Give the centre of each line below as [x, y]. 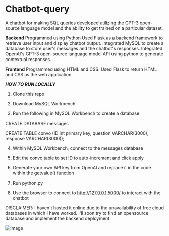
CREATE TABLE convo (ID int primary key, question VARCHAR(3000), [77, 133]
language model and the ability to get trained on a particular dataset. [92, 28]
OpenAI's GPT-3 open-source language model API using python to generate [84, 54]
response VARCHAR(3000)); [35, 138]
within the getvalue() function [43, 173]
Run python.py [28, 183]
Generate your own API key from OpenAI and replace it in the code [82, 167]
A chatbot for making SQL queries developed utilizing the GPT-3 [72, 23]
